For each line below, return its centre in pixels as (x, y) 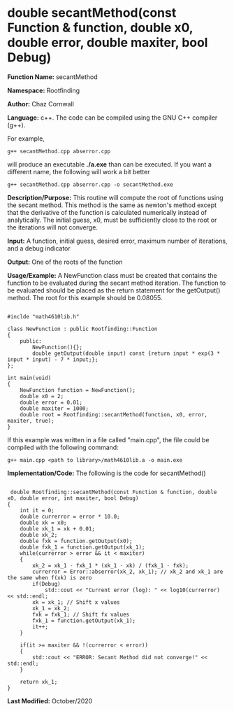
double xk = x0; (44, 523)
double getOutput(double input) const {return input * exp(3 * (126, 353)
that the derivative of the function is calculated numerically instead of (107, 212)
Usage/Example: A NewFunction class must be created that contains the (112, 275)
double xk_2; (39, 535)
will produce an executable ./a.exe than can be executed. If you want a (109, 164)
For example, (26, 139)
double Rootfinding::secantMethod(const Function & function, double (114, 492)
